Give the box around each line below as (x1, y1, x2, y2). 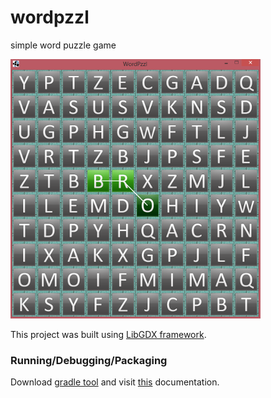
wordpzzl (10, 6, 90, 29)
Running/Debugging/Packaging (10, 353, 168, 367)
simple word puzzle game (10, 39, 117, 51)
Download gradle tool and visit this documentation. (10, 376, 220, 388)
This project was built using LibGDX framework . (10, 328, 207, 340)
